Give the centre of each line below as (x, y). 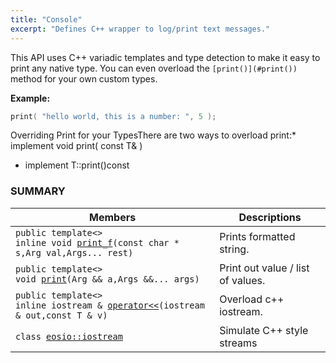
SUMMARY (38, 191)
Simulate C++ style (264, 330)
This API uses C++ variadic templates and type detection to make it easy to (165, 57)
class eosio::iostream (69, 336)
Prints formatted (257, 236)
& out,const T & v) (61, 315)
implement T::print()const (77, 165)
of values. (242, 280)
